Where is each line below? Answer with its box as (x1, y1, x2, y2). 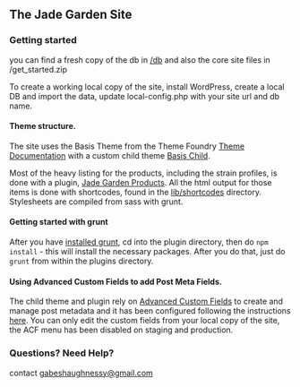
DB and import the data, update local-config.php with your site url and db (9, 90, 280, 101)
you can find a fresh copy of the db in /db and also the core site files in (9, 54, 270, 65)
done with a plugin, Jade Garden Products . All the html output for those (9, 176, 272, 187)
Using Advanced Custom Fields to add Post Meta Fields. (9, 276, 222, 287)
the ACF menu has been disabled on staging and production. (9, 324, 234, 335)
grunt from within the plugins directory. (9, 255, 154, 267)
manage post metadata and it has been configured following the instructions (9, 305, 291, 316)
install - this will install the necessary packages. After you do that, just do (9, 246, 286, 257)
